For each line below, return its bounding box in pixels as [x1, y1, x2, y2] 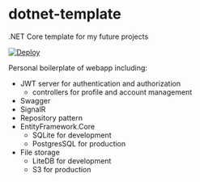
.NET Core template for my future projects [8, 32, 149, 41]
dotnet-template [8, 5, 121, 23]
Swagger [19, 95, 51, 105]
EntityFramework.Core [19, 121, 96, 131]
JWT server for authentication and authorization [19, 78, 181, 88]
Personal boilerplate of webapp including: [8, 62, 148, 73]
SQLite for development [32, 130, 112, 140]
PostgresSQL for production [32, 138, 126, 148]
